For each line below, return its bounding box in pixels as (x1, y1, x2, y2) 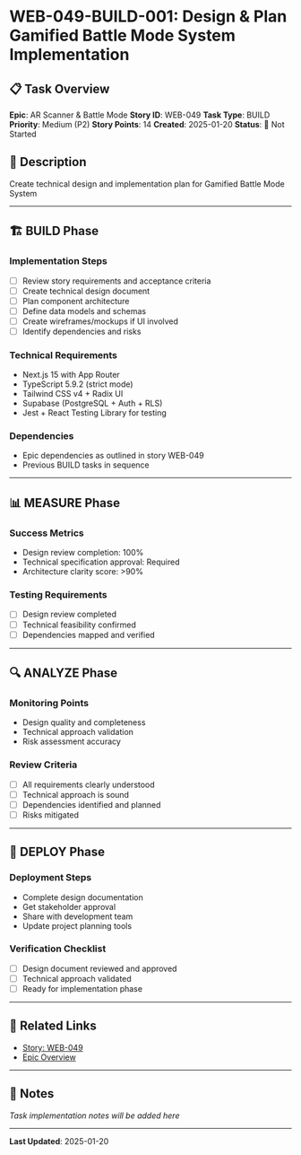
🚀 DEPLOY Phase (9, 844, 106, 860)
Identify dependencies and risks (21, 326, 142, 337)
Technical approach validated (21, 973, 132, 984)
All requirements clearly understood (21, 779, 155, 790)
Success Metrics (9, 527, 85, 539)
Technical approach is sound (21, 789, 130, 800)
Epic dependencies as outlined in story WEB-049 (21, 451, 204, 461)
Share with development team (21, 911, 133, 922)
